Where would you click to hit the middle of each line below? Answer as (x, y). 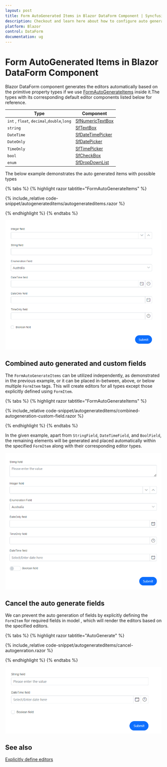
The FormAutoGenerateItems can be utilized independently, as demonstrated (83, 376)
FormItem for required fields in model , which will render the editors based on (83, 621)
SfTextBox (86, 128)
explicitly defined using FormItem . (39, 391)
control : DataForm (24, 32)
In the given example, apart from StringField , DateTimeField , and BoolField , (83, 435)
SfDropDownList (92, 163)
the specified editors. (27, 626)
